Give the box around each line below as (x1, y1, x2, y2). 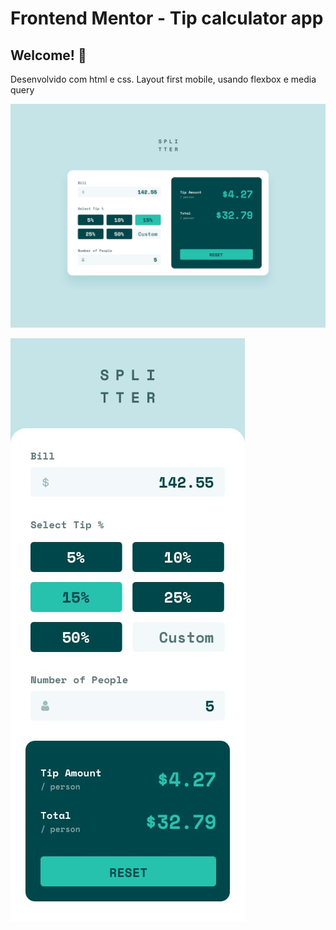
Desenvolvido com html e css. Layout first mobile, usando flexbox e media (10, 73, 317, 85)
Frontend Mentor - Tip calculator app (10, 7, 324, 30)
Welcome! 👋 (10, 47, 87, 64)
